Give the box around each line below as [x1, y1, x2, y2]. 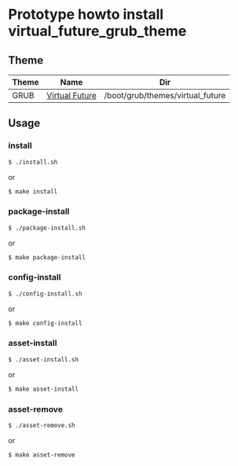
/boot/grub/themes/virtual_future [104, 90, 226, 101]
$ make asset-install [8, 385, 79, 393]
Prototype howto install [8, 6, 164, 24]
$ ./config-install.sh [8, 289, 82, 298]
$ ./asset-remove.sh [8, 421, 76, 429]
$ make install [8, 187, 58, 196]
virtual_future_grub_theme [8, 22, 187, 40]
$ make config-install [8, 319, 82, 327]
